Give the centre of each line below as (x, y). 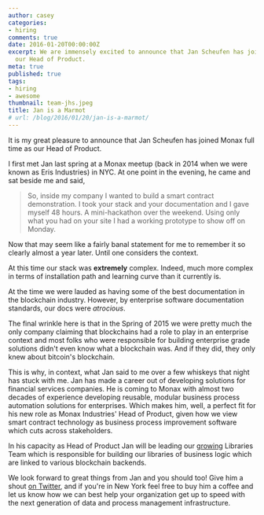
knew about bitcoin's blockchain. (62, 357)
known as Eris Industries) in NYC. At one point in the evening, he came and (130, 172)
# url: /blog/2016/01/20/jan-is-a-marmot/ (79, 118)
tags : (17, 81)
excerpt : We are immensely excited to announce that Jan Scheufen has (126, 52)
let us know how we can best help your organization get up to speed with (126, 494)
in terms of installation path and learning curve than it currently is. (115, 276)
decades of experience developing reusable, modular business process (124, 397)
